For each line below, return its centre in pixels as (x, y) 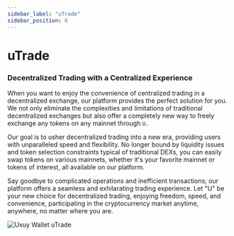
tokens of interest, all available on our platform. (76, 167)
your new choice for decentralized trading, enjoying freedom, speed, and (114, 196)
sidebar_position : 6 (38, 21)
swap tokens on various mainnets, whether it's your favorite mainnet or (111, 159)
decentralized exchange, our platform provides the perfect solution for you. (117, 101)
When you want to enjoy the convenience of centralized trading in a (106, 93)
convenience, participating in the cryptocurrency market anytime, (103, 203)
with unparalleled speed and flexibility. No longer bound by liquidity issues (116, 144)
